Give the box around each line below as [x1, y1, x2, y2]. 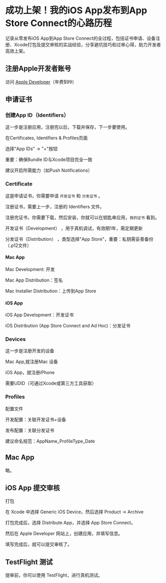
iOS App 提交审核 [5, 483, 60, 492]
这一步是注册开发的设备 [5, 348, 54, 354]
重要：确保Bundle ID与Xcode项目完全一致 [5, 156, 92, 163]
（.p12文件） [5, 242, 32, 248]
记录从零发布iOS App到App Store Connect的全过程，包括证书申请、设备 [5, 35, 156, 41]
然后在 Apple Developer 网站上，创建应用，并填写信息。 [5, 531, 123, 537]
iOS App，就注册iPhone [5, 370, 55, 376]
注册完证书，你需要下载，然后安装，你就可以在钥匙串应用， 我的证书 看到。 [5, 214, 160, 220]
